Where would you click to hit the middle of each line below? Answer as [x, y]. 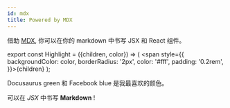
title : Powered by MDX [40, 20]
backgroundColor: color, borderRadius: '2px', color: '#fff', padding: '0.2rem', [115, 61]
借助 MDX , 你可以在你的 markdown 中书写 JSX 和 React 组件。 [96, 40]
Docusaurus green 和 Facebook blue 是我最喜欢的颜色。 [88, 83]
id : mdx [18, 13]
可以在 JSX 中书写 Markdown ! [51, 98]
